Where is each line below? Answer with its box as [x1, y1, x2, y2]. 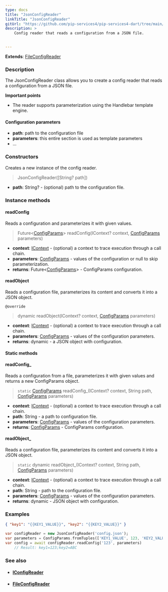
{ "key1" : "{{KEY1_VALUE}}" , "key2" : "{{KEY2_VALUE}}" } [5, 522, 126, 527]
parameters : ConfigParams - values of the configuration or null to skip [12, 255, 158, 261]
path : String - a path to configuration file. [12, 413, 97, 419]
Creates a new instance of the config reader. [5, 165, 97, 171]
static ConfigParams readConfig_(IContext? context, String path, [17, 387, 152, 394]
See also [5, 557, 26, 564]
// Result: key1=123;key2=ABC [14, 545, 77, 550]
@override [5, 304, 26, 309]
